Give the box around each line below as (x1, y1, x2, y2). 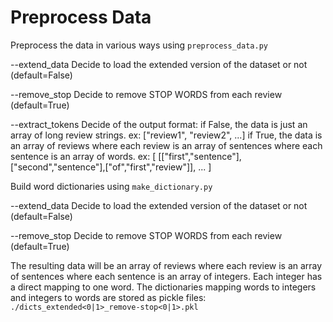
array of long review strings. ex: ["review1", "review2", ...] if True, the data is (10, 129, 323, 141)
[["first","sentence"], (158, 150, 242, 162)
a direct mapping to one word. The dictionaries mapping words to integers (10, 281, 317, 293)
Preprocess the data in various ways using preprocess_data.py (10, 39, 268, 51)
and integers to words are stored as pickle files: (10, 291, 207, 303)
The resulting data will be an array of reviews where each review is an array (10, 259, 323, 271)
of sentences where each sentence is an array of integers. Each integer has (10, 270, 323, 282)
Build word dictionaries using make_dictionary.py (10, 180, 213, 192)
